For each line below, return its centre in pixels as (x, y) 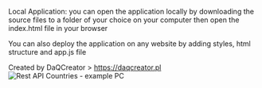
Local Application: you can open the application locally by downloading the (131, 11)
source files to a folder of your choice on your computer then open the (124, 20)
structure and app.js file (47, 52)
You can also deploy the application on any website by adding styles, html (129, 44)
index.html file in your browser (58, 28)
